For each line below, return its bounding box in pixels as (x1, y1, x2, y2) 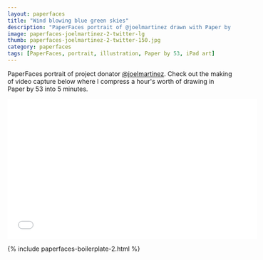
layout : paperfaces (7, 10, 66, 18)
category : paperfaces (7, 43, 72, 50)
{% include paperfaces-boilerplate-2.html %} (7, 244, 140, 253)
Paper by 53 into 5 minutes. (7, 85, 88, 93)
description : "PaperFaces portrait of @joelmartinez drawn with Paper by (7, 23, 232, 31)
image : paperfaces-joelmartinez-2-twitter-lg (7, 30, 145, 38)
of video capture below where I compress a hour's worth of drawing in (7, 77, 215, 85)
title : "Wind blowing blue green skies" (7, 17, 130, 24)
